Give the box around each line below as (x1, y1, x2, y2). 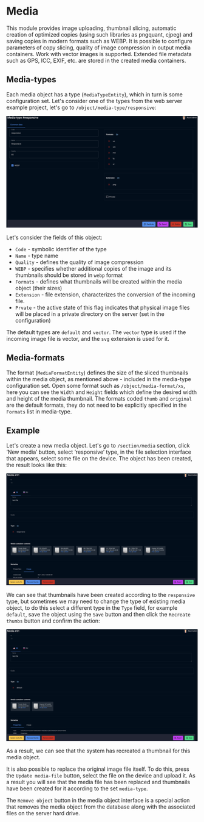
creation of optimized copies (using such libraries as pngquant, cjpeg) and (6, 30, 193, 38)
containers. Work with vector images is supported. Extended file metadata (6, 50, 192, 57)
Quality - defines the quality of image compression (15, 259, 144, 266)
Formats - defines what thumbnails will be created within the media (15, 278, 182, 285)
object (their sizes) (15, 285, 63, 292)
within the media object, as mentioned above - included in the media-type (6, 375, 191, 382)
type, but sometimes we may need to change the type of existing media (6, 598, 186, 605)
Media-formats (6, 352, 65, 363)
